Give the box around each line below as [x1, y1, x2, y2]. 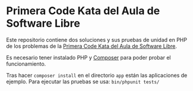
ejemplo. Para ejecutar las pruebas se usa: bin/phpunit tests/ [6, 78, 160, 85]
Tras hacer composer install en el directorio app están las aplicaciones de [6, 71, 188, 79]
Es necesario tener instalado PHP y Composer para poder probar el [6, 54, 171, 61]
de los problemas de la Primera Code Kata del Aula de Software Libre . [6, 43, 177, 50]
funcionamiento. [6, 60, 46, 67]
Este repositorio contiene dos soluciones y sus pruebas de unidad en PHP [6, 36, 187, 43]
